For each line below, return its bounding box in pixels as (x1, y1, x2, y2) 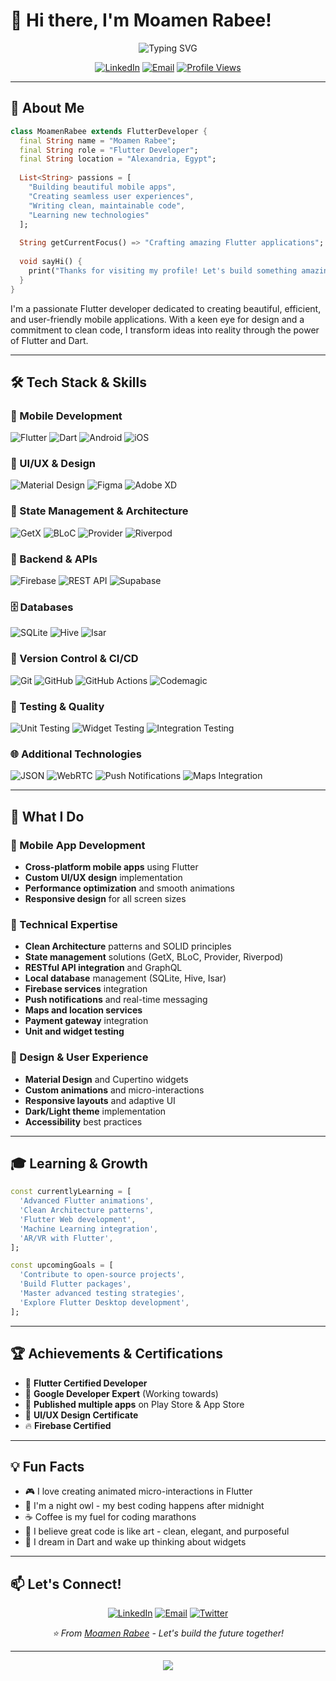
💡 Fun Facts (10, 1458, 85, 1475)
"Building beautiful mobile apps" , (28, 182, 177, 192)
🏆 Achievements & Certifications (10, 1345, 223, 1363)
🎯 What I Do (10, 808, 85, 825)
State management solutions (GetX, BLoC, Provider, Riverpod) (24, 951, 284, 963)
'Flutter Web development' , (19, 1214, 137, 1224)
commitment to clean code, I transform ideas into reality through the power (10, 324, 320, 336)
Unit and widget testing (24, 1025, 125, 1038)
